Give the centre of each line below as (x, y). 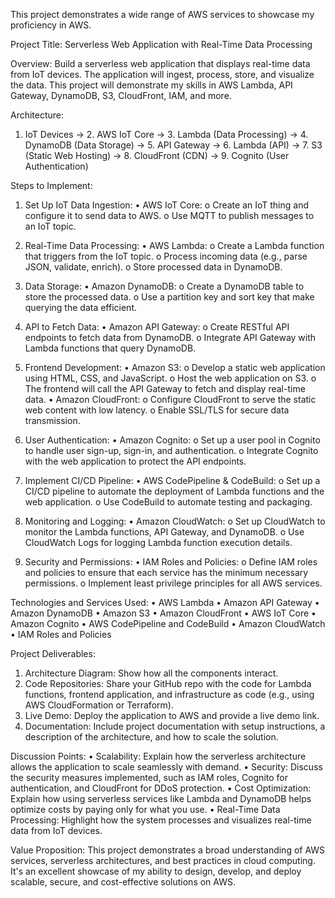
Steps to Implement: (51, 185)
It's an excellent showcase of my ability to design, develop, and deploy (156, 871)
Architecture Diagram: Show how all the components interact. (151, 673)
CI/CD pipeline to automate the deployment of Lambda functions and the (174, 491)
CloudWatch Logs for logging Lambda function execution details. (158, 542)
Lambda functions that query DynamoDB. (110, 348)
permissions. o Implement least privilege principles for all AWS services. (173, 583)
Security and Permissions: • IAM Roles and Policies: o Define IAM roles (171, 562)
